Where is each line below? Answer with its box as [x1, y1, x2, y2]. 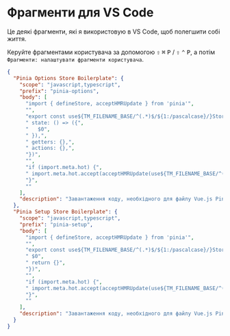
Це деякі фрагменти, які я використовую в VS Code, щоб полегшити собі [7, 27, 220, 36]
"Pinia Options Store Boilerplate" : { [13, 75, 125, 81]
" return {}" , [25, 259, 66, 266]
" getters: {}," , [25, 138, 75, 145]
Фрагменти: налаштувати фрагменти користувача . [7, 55, 144, 63]
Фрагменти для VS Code [7, 5, 154, 21]
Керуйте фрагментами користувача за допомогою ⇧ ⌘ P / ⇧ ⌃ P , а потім [7, 48, 216, 56]
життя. [7, 34, 27, 42]
